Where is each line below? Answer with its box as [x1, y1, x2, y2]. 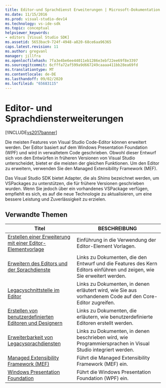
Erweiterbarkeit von [7, 334, 53, 341]
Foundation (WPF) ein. [76, 375, 129, 382]
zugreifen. [91, 299, 115, 306]
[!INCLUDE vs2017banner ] [5, 129, 58, 135]
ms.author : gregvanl [5, 49, 48, 54]
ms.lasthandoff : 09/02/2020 [5, 76, 63, 81]
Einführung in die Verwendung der [76, 237, 157, 244]
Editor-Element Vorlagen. [76, 243, 136, 250]
